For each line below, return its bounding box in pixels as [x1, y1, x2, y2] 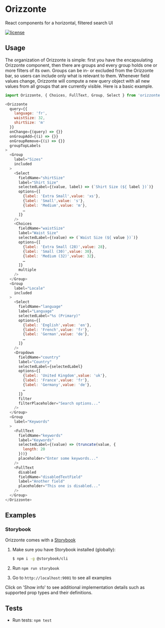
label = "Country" [18, 359, 52, 364]
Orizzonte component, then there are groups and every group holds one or [5, 62, 158, 68]
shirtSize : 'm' [14, 120, 45, 125]
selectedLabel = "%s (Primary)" [18, 313, 81, 318]
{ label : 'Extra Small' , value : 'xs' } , [23, 194, 100, 199]
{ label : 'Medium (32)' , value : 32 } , [23, 253, 96, 258]
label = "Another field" [18, 479, 65, 484]
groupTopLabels [9, 143, 41, 148]
